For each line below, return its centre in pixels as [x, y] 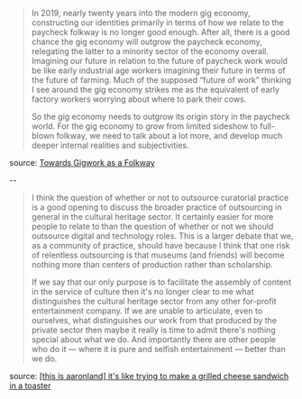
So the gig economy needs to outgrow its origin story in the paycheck [160, 117]
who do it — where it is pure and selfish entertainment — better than [158, 349]
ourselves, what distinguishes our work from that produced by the [154, 320]
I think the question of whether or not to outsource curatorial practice [160, 198]
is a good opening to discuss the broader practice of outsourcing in [156, 207]
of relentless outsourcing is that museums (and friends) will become [158, 255]
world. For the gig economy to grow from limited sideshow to [145, 126]
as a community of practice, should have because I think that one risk [160, 245]
